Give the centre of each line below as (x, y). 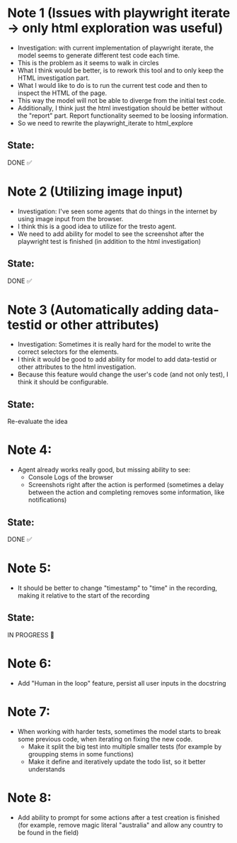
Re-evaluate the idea (38, 421)
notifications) (47, 500)
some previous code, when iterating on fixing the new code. (105, 739)
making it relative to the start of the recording (83, 595)
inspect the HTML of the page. (62, 93)
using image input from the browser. (70, 218)
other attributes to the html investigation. (77, 367)
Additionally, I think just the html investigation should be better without (120, 108)
